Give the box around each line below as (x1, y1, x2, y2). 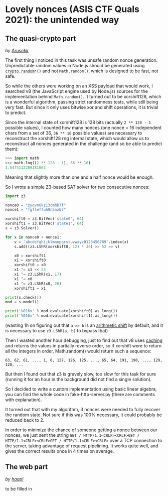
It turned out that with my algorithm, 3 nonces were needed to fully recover (5, 407, 160, 412)
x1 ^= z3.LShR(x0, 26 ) (14, 281, 62, 286)
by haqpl (5, 476, 24, 482)
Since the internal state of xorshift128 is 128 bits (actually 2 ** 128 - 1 (5, 119, 151, 125)
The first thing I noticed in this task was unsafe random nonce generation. (5, 57, 158, 63)
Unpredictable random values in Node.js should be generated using (5, 63, 145, 68)
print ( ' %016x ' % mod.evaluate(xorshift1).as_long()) (5, 313, 118, 318)
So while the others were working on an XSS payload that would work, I (5, 83, 153, 89)
